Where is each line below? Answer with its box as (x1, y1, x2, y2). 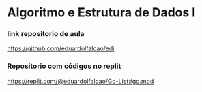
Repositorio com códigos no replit (7, 61, 121, 71)
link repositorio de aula (7, 29, 85, 39)
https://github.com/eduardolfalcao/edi (7, 44, 115, 52)
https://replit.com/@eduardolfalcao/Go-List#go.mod (7, 77, 154, 85)
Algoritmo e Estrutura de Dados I (7, 5, 196, 20)
